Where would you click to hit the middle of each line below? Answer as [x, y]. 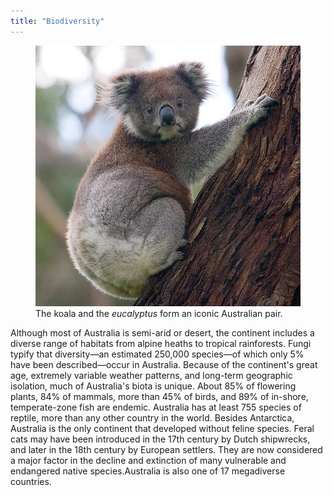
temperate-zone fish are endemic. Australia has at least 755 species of [156, 407]
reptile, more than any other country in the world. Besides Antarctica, [152, 417]
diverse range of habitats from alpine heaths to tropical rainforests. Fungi [161, 343]
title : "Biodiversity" [57, 21]
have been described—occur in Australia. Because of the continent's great [164, 364]
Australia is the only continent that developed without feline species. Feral [162, 428]
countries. [31, 481]
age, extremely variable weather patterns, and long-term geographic [151, 375]
